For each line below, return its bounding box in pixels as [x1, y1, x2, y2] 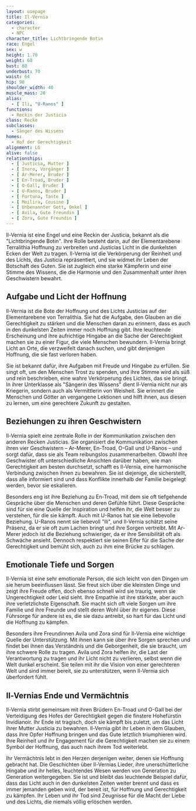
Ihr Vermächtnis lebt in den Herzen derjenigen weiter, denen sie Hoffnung [6, 755, 184, 762]
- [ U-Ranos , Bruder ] [11, 188, 67, 194]
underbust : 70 [6, 68, 41, 74]
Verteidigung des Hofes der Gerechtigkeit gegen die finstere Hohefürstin [6, 712, 181, 720]
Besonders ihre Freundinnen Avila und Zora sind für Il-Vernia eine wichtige [6, 630, 185, 637]
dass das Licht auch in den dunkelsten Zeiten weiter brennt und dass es [6, 779, 180, 787]
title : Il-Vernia [6, 14, 49, 20]
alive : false [6, 150, 38, 156]
